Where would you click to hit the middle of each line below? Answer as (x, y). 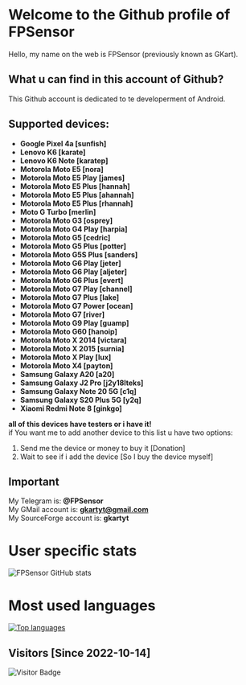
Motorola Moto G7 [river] (62, 314)
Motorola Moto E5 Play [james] (72, 178)
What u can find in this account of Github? (116, 79)
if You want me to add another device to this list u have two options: (121, 433)
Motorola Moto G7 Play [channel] (76, 289)
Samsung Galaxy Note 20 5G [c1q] (78, 391)
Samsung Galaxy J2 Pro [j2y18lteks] (82, 383)
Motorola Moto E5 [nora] (61, 169)
